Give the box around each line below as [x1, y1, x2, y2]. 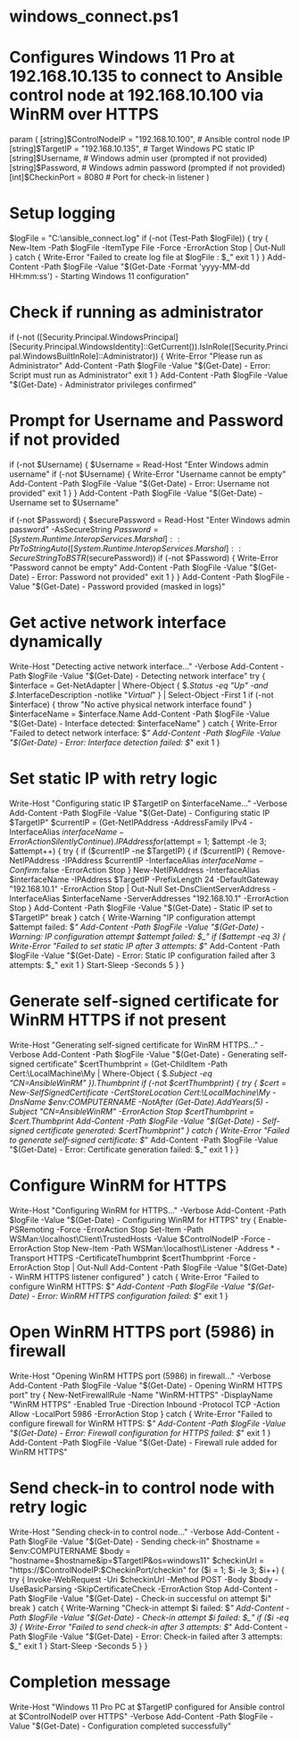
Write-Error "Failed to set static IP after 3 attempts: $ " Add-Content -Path [9, 940, 280, 951]
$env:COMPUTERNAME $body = [9, 1545, 131, 1556]
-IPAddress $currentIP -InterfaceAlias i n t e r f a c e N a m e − [61, 854, 265, 865]
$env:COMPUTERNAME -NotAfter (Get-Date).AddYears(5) [47, 1096, 263, 1107]
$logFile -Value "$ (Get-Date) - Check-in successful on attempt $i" [28, 1592, 272, 1603]
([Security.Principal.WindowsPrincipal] [37, 332, 179, 342]
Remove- [252, 845, 286, 856]
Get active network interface [9, 613, 227, 632]
